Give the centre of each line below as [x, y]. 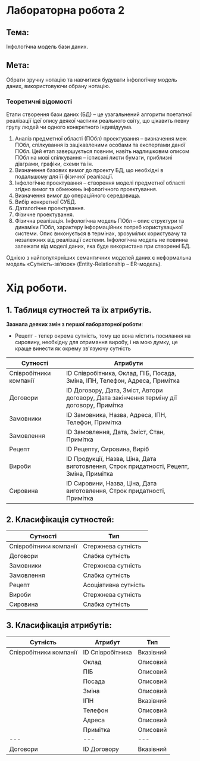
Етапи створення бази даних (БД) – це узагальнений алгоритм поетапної [99, 114]
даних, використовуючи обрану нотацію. [58, 86]
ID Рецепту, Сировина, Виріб [108, 449]
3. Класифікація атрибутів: [59, 626]
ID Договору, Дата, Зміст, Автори [115, 391]
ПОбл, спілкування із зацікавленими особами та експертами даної [100, 145]
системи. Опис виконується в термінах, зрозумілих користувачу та [101, 233]
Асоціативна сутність [114, 585]
